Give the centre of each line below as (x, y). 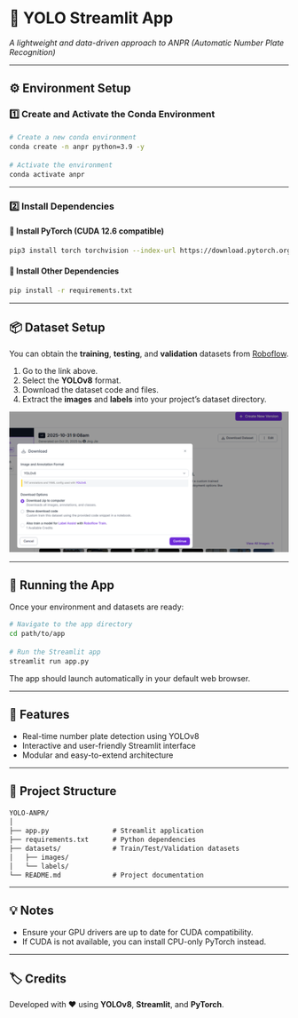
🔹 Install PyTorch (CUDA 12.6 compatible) (87, 231)
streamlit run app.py (49, 662)
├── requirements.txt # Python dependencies (103, 839)
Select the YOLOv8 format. (71, 380)
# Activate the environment (61, 165)
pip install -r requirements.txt (71, 291)
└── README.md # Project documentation (106, 875)
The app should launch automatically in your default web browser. (130, 679)
